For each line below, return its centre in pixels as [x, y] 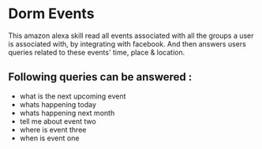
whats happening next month [67, 113]
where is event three [53, 129]
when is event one [49, 138]
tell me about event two [58, 121]
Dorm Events [51, 14]
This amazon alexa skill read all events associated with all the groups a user [131, 35]
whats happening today [58, 104]
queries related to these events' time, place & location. [97, 52]
